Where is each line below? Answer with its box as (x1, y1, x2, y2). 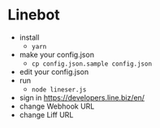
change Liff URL (19, 109, 74, 119)
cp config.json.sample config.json (31, 59, 152, 68)
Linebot (7, 6, 60, 24)
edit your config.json (19, 66, 89, 76)
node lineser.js (31, 85, 87, 94)
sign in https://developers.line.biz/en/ (19, 92, 145, 102)
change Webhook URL (19, 101, 95, 111)
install (19, 32, 40, 42)
